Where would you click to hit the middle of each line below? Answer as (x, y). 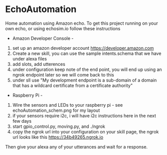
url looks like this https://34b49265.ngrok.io (58, 137)
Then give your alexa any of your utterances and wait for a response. (76, 146)
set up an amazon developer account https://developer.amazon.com (83, 48)
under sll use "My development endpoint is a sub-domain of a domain (85, 80)
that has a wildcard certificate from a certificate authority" (72, 85)
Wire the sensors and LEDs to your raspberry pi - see (67, 105)
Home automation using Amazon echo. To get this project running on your (82, 23)
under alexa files (30, 58)
